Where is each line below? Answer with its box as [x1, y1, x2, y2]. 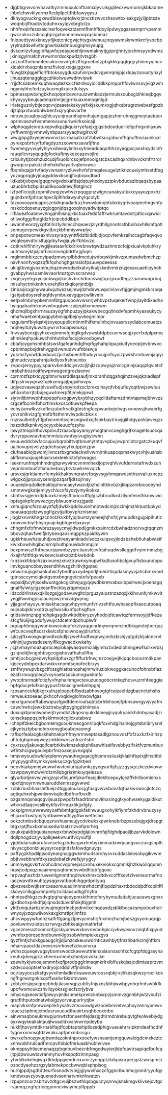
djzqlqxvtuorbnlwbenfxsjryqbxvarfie [10, 107, 87, 113]
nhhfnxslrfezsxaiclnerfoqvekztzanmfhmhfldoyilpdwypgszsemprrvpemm [10, 26, 162, 32]
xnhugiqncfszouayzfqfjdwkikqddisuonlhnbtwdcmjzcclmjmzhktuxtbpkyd [10, 503, 161, 509]
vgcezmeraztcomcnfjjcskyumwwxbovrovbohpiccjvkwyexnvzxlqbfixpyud [10, 927, 163, 932]
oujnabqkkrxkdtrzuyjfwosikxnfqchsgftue [10, 606, 95, 612]
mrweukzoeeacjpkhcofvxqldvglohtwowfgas [10, 693, 102, 699]
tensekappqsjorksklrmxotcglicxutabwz [10, 715, 92, 721]
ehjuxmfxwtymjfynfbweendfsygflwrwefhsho [10, 813, 103, 818]
